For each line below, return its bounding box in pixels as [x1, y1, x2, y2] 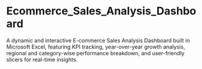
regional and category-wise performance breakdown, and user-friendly [6, 49, 185, 56]
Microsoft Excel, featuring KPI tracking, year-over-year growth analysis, [6, 43, 186, 50]
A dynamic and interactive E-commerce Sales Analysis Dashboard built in [6, 37, 190, 44]
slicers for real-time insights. [6, 56, 78, 63]
